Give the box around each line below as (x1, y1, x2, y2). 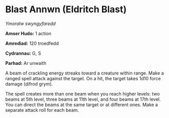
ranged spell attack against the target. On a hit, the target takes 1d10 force (5, 75, 161, 81)
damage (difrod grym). (5, 81, 53, 87)
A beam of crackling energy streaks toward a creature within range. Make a (5, 70, 164, 76)
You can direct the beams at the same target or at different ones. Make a (5, 101, 158, 108)
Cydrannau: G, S (5, 50, 41, 56)
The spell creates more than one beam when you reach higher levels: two (5, 90, 160, 97)
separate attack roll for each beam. (5, 107, 79, 113)
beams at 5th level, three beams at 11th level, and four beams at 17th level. (5, 96, 161, 102)
